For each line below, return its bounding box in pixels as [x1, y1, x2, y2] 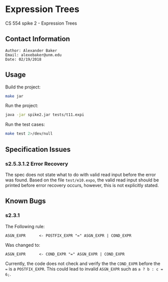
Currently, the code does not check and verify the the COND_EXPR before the [5, 260, 160, 266]
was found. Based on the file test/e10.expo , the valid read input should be [5, 177, 159, 183]
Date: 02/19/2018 [5, 57, 42, 62]
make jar [5, 93, 24, 99]
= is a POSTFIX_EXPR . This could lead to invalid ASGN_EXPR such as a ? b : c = [5, 265, 163, 272]
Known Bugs [5, 197, 46, 206]
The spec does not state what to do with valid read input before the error [5, 171, 156, 177]
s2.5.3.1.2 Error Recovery [5, 160, 68, 167]
